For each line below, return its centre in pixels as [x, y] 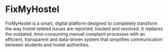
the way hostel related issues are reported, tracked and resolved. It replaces [84, 28]
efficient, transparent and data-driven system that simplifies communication [84, 39]
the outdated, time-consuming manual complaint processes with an [75, 34]
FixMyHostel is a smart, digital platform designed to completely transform [81, 23]
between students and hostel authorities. [48, 44]
